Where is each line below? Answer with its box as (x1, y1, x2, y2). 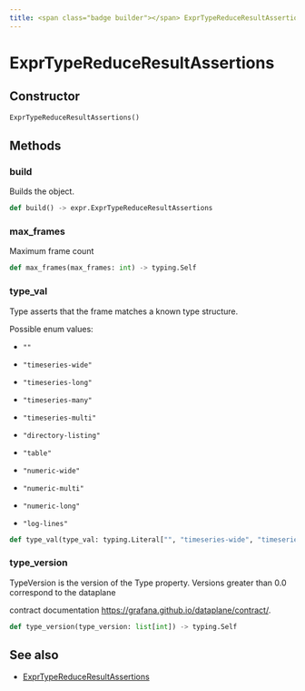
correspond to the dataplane (9, 586, 116, 597)
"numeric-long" (22, 502, 81, 511)
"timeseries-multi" (22, 413, 97, 422)
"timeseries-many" (22, 395, 93, 405)
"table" (22, 448, 52, 458)
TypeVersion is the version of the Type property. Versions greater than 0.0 (9, 577, 288, 588)
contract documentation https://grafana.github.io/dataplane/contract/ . (9, 605, 271, 615)
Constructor (9, 88, 80, 105)
